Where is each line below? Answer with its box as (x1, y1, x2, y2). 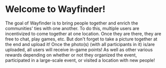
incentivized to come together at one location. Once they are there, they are (5, 30, 161, 36)
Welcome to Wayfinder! (5, 3, 106, 15)
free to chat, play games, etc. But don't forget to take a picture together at (5, 36, 157, 42)
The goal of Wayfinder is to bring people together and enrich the (5, 20, 138, 26)
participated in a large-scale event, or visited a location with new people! (5, 57, 155, 63)
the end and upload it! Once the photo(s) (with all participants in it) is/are (5, 41, 155, 47)
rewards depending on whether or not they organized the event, (5, 51, 137, 58)
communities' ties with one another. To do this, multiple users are (5, 25, 139, 31)
